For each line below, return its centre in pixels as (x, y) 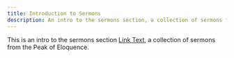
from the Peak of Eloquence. (48, 47)
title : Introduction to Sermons (54, 13)
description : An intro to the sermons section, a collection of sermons (115, 20)
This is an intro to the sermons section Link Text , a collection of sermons (111, 39)
